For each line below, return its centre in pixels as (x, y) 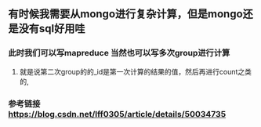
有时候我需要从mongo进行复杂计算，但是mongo (125, 14)
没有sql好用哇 (52, 29)
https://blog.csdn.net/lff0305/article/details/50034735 (117, 114)
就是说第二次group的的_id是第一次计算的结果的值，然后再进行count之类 (136, 71)
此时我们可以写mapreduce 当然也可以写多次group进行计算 (119, 53)
